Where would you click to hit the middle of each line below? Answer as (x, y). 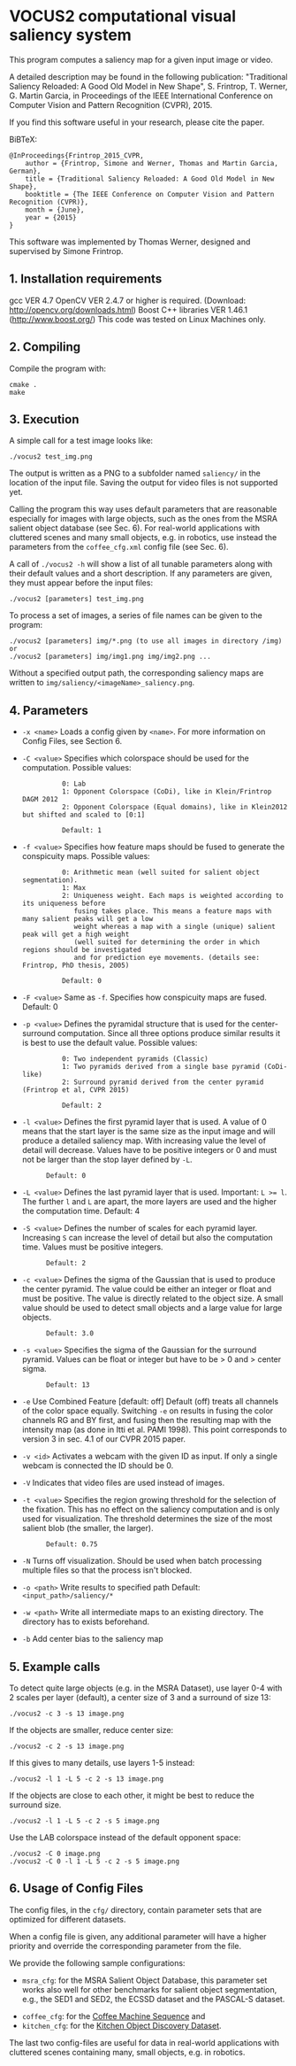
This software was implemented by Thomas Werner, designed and (130, 242)
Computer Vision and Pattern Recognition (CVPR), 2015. (111, 104)
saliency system (71, 35)
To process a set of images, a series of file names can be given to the (136, 615)
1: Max (74, 888)
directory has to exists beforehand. (86, 1621)
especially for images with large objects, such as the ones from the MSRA (144, 519)
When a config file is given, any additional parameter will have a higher (138, 1936)
